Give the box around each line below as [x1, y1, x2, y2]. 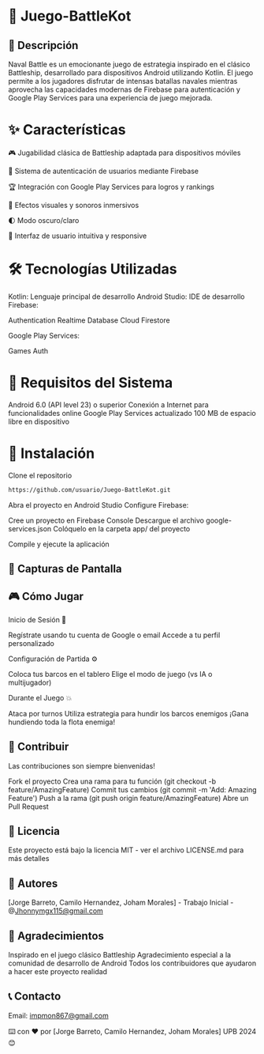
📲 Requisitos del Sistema [8, 374, 173, 392]
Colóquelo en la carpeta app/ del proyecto [53, 523, 191, 533]
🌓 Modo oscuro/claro [8, 215, 80, 225]
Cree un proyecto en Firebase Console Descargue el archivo [8, 516, 205, 525]
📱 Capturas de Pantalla [8, 562, 122, 576]
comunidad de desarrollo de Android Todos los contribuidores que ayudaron [8, 958, 257, 968]
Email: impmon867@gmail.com [8, 1011, 109, 1020]
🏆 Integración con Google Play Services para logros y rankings [8, 182, 215, 191]
